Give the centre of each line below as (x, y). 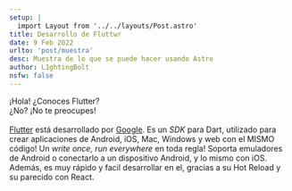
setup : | (25, 17)
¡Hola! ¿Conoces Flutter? (54, 101)
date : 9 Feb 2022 (42, 42)
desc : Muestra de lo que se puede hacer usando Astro (112, 59)
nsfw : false (31, 76)
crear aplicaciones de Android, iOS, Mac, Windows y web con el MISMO (142, 138)
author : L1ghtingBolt (50, 68)
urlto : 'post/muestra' (51, 51)
